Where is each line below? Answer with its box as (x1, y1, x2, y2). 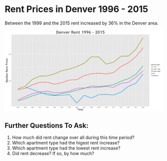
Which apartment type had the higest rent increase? (12, 140, 120, 146)
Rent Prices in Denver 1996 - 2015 (5, 3, 148, 15)
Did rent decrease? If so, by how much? (12, 150, 94, 156)
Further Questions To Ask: (5, 121, 89, 129)
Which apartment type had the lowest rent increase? (12, 145, 121, 151)
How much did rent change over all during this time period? (12, 134, 135, 140)
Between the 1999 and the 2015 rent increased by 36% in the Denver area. (5, 20, 159, 26)
